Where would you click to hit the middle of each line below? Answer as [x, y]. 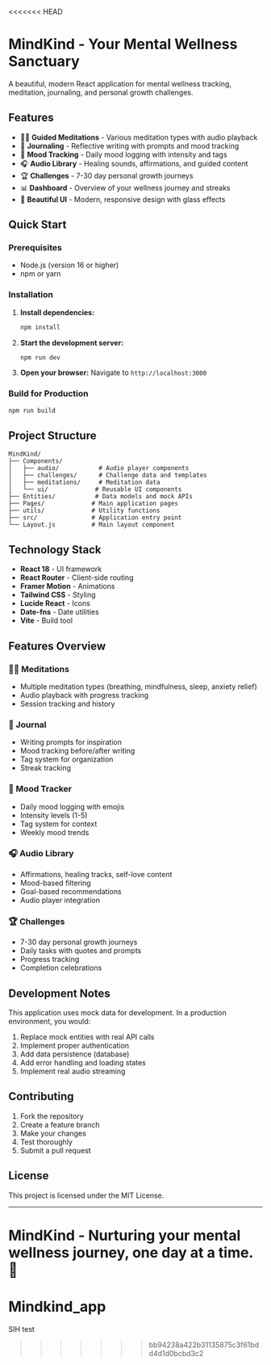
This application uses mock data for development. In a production [118, 1012]
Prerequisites [35, 248]
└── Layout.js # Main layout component [92, 525]
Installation [31, 295]
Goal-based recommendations [71, 891]
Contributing [41, 1096]
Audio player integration [60, 900]
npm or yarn [40, 274]
